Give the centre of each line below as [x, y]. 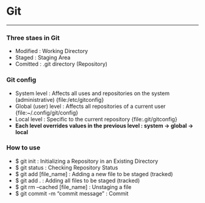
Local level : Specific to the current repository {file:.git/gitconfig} [96, 119]
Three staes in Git [33, 38]
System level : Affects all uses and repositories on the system [92, 93]
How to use [23, 148]
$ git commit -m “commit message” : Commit [72, 193]
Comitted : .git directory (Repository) [61, 64]
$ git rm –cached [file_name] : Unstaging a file [73, 187]
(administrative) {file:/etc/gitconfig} [59, 99]
